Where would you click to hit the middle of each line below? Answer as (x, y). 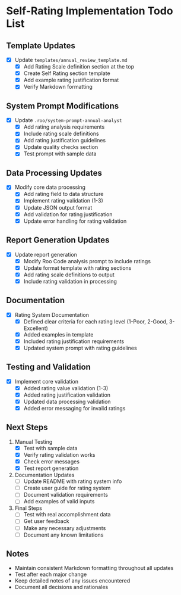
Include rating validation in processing (70, 281)
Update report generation (46, 254)
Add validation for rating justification (68, 214)
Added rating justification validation (67, 395)
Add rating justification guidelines (64, 141)
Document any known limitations (63, 535)
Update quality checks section (61, 147)
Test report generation (51, 468)
